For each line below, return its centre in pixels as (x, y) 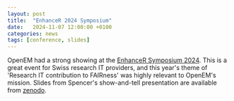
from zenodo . (27, 90)
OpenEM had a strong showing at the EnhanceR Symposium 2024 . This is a (117, 60)
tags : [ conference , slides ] (49, 40)
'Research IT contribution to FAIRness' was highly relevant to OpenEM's (112, 76)
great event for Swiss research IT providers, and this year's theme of (107, 68)
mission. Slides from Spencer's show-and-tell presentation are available (112, 83)
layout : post (27, 14)
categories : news (33, 34)
